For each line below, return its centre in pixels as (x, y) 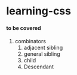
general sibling (42, 54)
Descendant (38, 67)
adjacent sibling (43, 48)
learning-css (39, 11)
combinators (30, 41)
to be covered (24, 28)
